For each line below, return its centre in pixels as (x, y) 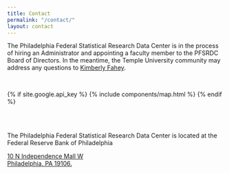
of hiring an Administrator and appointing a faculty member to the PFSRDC (113, 53)
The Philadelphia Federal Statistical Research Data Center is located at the (112, 135)
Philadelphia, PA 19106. (40, 164)
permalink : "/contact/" (41, 20)
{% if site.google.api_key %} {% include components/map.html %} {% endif (115, 94)
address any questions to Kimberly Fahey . (66, 68)
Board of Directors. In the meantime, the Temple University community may (114, 61)
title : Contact (29, 13)
